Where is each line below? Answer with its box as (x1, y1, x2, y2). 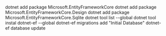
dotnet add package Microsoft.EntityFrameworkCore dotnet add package (5, 4, 157, 10)
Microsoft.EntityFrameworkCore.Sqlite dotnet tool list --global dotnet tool (5, 15, 156, 20)
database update (11, 25, 46, 31)
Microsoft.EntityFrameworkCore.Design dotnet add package (5, 9, 129, 15)
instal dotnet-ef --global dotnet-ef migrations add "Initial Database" (5, 20, 145, 26)
